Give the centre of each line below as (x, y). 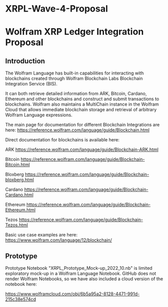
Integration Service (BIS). (32, 84)
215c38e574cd (21, 299)
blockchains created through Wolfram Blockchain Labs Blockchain (74, 79)
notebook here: (21, 284)
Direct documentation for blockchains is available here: (62, 140)
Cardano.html (19, 195)
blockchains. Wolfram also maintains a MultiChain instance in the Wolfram (82, 104)
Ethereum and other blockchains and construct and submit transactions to (82, 99)
